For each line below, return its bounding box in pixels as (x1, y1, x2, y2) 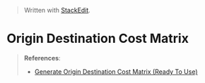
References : (23, 53, 61, 62)
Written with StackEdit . (23, 6, 91, 14)
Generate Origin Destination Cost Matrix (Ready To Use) (34, 67, 199, 76)
